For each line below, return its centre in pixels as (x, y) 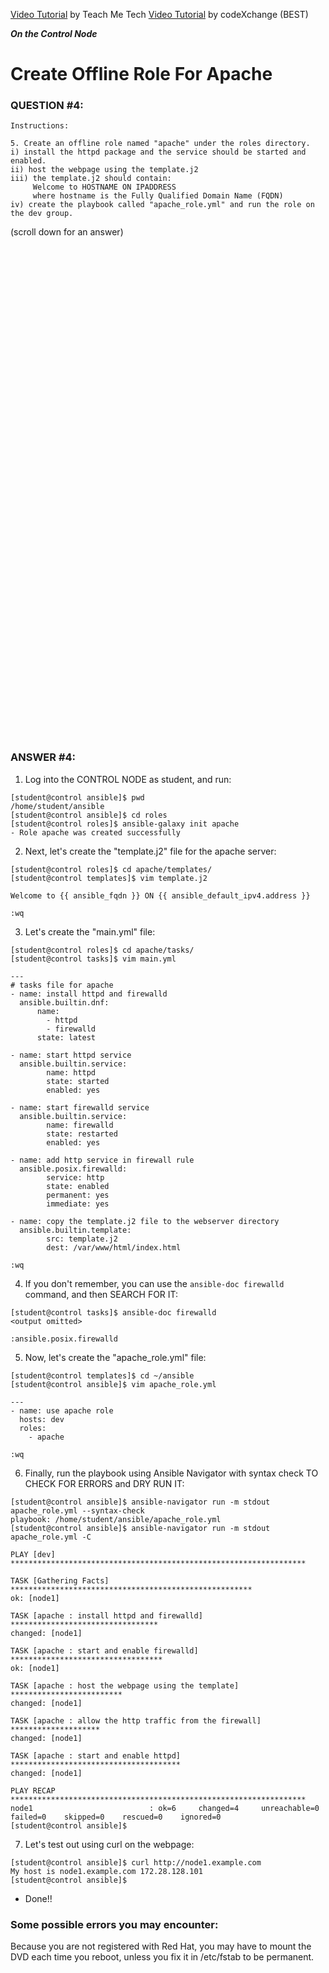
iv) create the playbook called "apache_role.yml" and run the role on (162, 205)
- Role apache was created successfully (96, 832)
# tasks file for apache (62, 985)
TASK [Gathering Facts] (60, 1580)
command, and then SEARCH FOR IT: (101, 1294)
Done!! (38, 1898)
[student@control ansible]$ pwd (77, 797)
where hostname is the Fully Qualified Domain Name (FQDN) (158, 196)
